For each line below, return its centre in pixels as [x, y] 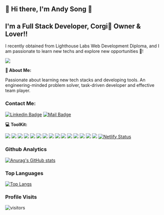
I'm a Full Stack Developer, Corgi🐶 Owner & [73, 26]
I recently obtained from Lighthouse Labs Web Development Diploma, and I [82, 46]
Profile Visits [21, 197]
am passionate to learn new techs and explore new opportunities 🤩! [74, 51]
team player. [18, 91]
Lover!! [16, 34]
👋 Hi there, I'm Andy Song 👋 [49, 9]
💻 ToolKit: [16, 124]
